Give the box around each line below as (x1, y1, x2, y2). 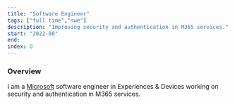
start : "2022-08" (7, 30, 59, 37)
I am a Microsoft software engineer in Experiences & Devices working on (7, 82, 219, 91)
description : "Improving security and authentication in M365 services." (7, 23, 229, 30)
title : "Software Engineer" (7, 10, 90, 18)
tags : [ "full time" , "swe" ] (7, 17, 87, 24)
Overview (7, 66, 42, 76)
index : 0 (7, 43, 33, 50)
